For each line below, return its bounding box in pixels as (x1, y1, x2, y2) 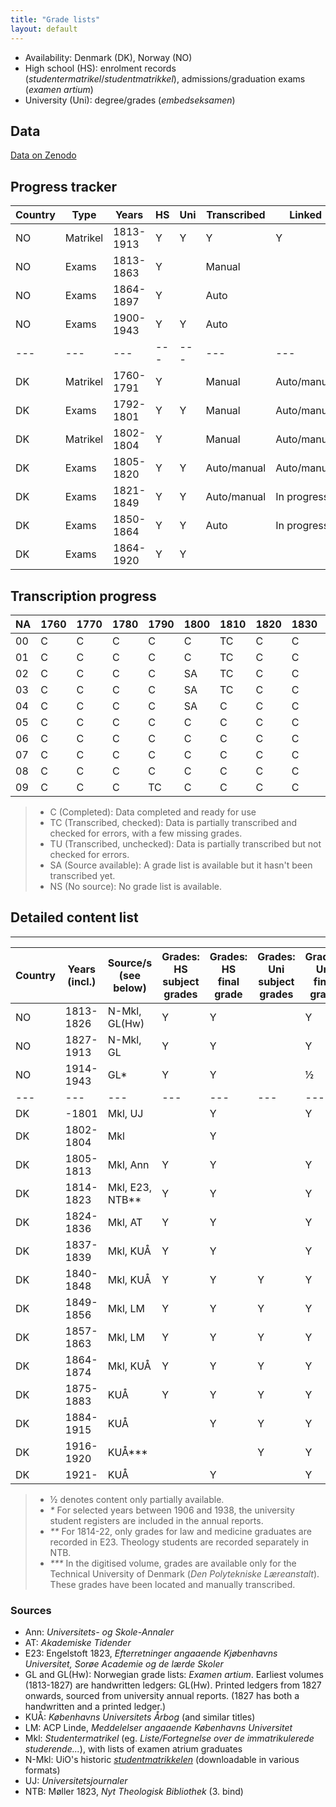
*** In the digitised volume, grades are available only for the (49, 1557, 297, 1569)
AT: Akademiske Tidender (24, 1637, 132, 1649)
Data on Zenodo (10, 149, 77, 161)
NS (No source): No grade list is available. (49, 880, 223, 892)
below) (113, 981, 147, 995)
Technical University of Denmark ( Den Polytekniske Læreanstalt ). (49, 1567, 320, 1580)
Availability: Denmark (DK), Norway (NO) (24, 51, 193, 63)
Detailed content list (10, 909, 139, 926)
